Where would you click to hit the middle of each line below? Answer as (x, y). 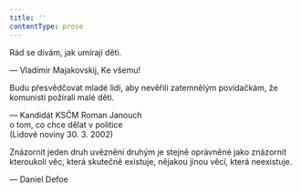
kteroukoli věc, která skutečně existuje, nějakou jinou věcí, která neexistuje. (151, 161)
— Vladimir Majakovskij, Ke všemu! (75, 70)
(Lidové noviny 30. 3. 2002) (62, 134)
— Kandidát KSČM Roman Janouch (76, 115)
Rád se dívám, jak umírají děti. (66, 52)
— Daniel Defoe (39, 179)
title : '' (28, 18)
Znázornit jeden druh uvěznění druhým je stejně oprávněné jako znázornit (148, 152)
